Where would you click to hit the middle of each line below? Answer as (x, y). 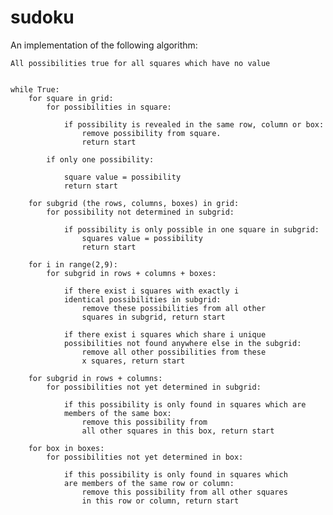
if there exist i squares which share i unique (165, 334)
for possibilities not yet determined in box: (145, 457)
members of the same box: (117, 413)
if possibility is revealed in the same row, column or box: (194, 124)
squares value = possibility (142, 238)
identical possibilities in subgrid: (142, 299)
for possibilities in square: (109, 107)
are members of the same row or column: (149, 483)
